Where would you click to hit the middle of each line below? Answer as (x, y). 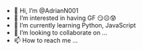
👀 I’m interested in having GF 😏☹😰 (65, 18)
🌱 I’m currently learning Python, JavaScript (75, 25)
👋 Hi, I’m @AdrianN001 (46, 11)
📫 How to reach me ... (46, 40)
